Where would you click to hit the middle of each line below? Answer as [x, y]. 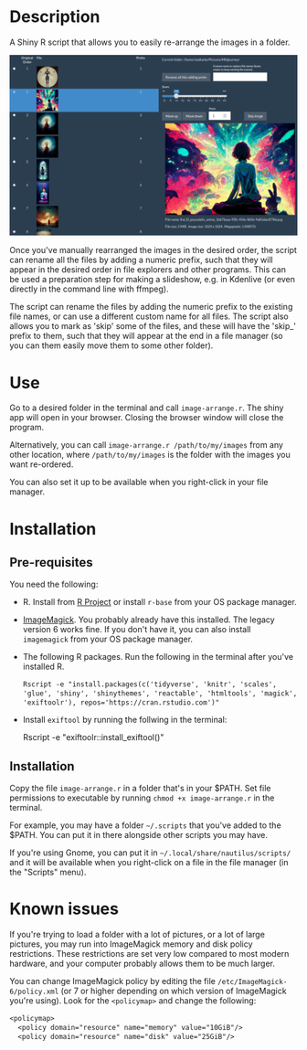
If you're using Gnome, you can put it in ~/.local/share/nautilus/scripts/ [150, 853]
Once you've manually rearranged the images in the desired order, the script [153, 250]
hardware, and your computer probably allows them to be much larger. [143, 964]
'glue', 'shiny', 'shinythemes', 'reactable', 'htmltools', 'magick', [160, 694]
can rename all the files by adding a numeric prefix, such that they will [141, 260]
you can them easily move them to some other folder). [111, 345]
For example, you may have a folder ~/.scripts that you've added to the [145, 825]
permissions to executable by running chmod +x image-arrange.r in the [142, 798]
